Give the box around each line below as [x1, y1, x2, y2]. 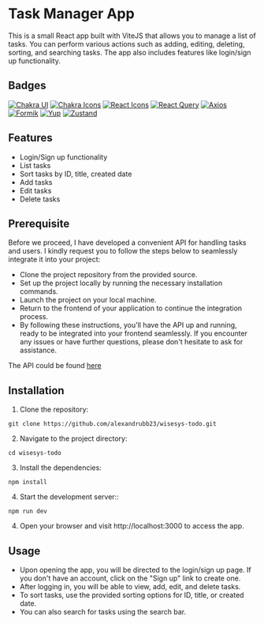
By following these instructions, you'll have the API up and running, [19, 321, 238, 330]
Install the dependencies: [19, 463, 102, 472]
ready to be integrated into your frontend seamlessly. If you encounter [19, 329, 248, 338]
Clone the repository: [19, 404, 89, 415]
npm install [8, 479, 47, 487]
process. [19, 312, 49, 321]
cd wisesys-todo [8, 449, 61, 457]
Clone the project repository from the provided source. [19, 270, 198, 280]
